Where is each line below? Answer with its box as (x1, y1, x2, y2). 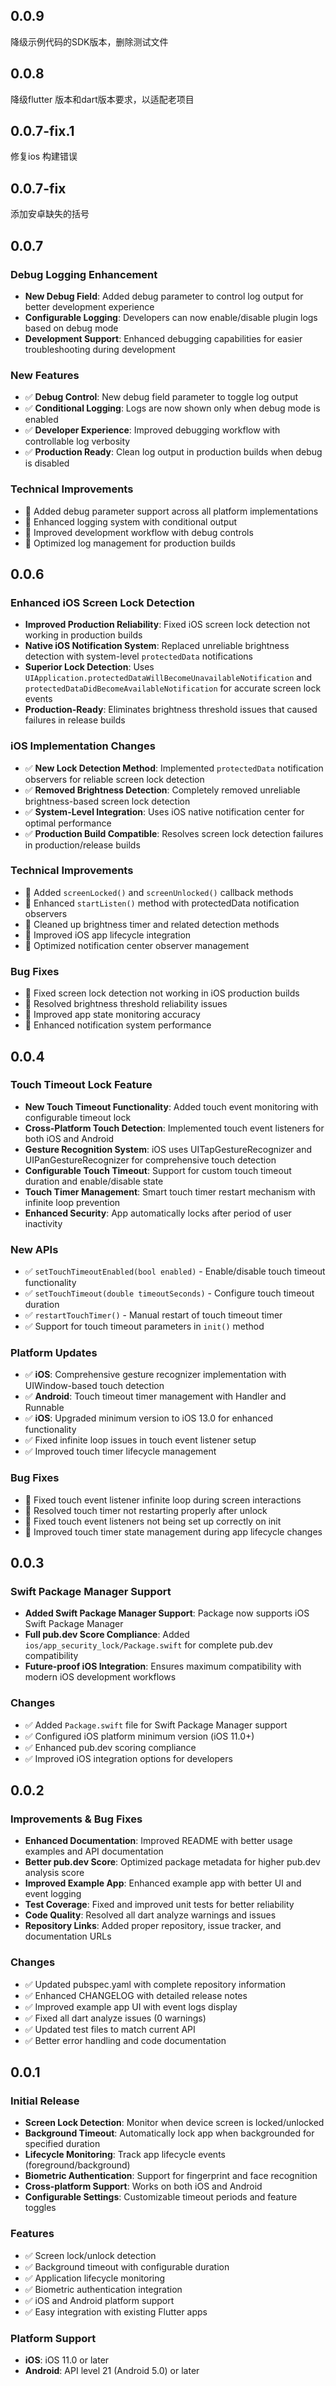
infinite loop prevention (24, 1196, 121, 1208)
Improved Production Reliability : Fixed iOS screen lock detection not (24, 619, 311, 631)
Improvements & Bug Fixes (10, 1812, 143, 1826)
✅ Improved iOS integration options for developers (24, 1752, 233, 1764)
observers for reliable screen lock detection (24, 773, 205, 785)
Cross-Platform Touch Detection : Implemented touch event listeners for (24, 1122, 325, 1134)
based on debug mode (24, 322, 119, 334)
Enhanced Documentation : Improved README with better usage (24, 1835, 293, 1847)
